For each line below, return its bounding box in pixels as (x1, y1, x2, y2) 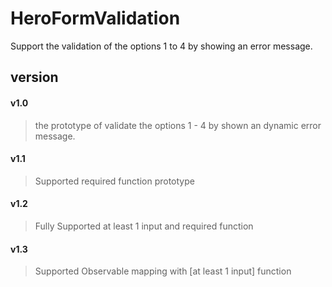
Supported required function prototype (34, 175, 195, 187)
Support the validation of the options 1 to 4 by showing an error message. (10, 40, 313, 52)
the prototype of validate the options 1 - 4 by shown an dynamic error (34, 119, 322, 131)
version (10, 69, 59, 86)
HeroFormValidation (10, 7, 181, 30)
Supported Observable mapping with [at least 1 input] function (34, 265, 292, 277)
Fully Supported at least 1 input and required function (34, 220, 254, 232)
